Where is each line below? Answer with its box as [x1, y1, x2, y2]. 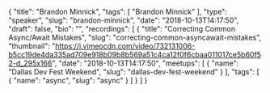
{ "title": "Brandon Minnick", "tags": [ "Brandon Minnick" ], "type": [8, 7, 228, 16]
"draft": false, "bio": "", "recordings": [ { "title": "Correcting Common [8, 24, 236, 33]
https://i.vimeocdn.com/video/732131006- [55, 41, 196, 51]
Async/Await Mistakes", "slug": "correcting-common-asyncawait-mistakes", [8, 32, 262, 42]
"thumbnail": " [8, 41, 56, 51]
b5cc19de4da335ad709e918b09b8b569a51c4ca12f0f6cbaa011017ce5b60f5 [8, 50, 261, 59]
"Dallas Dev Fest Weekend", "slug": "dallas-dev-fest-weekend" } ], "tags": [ [8, 67, 260, 76]
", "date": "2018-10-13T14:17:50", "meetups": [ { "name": [52, 58, 239, 68]
